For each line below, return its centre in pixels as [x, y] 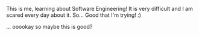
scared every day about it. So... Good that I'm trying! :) [74, 15]
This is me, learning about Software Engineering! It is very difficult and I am [99, 9]
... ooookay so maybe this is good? [49, 27]
